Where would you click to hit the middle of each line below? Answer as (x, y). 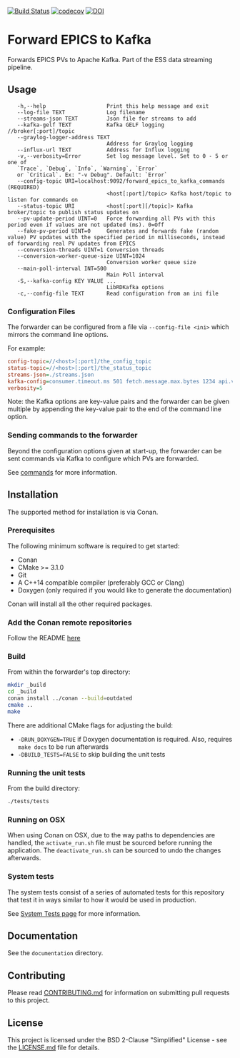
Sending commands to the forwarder (72, 435)
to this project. (29, 1000)
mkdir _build (27, 685)
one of (17, 162)
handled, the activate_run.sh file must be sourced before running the (110, 843)
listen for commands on (43, 200)
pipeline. (20, 67)
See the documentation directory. (55, 953)
